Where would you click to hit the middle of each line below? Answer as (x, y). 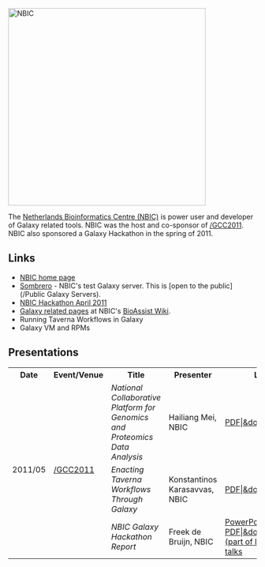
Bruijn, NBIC (191, 542)
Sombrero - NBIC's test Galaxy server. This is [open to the (114, 285)
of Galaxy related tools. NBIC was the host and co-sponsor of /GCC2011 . (126, 225)
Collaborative (136, 397)
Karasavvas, (191, 489)
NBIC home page (47, 277)
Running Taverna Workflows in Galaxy (81, 319)
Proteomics (132, 437)
